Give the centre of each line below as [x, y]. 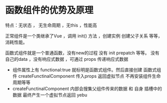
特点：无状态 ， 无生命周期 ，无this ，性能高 [51, 25]
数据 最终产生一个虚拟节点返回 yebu [50, 95]
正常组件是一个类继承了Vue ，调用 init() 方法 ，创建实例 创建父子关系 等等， [84, 36]
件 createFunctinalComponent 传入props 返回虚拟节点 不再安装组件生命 [87, 76]
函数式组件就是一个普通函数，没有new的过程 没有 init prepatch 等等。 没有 [82, 53]
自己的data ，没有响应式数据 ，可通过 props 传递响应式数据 [67, 59]
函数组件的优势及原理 [50, 10]
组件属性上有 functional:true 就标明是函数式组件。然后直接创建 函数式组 [87, 70]
